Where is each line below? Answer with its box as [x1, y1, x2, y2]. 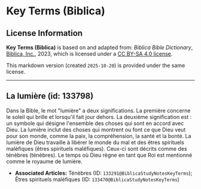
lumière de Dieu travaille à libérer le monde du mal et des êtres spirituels [6, 139, 184, 146]
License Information [6, 28, 83, 38]
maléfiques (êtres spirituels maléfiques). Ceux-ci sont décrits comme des [6, 145, 187, 152]
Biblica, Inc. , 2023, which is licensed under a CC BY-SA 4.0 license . [6, 50, 173, 57]
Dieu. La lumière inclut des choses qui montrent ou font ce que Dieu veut [6, 126, 186, 133]
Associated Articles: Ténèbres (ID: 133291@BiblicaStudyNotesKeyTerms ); [14, 169, 193, 176]
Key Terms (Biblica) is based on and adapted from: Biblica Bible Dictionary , [6, 44, 193, 51]
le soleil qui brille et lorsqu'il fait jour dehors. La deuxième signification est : [6, 113, 192, 120]
